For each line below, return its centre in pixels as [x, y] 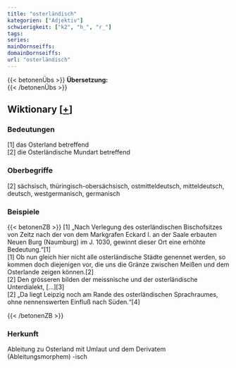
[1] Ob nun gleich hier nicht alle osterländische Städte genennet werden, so [117, 257]
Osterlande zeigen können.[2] [50, 272]
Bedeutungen [31, 130]
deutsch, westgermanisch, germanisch [64, 193]
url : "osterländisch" [39, 60]
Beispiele [24, 211]
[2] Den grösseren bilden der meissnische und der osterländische [103, 280]
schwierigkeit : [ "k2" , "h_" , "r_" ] [60, 27]
